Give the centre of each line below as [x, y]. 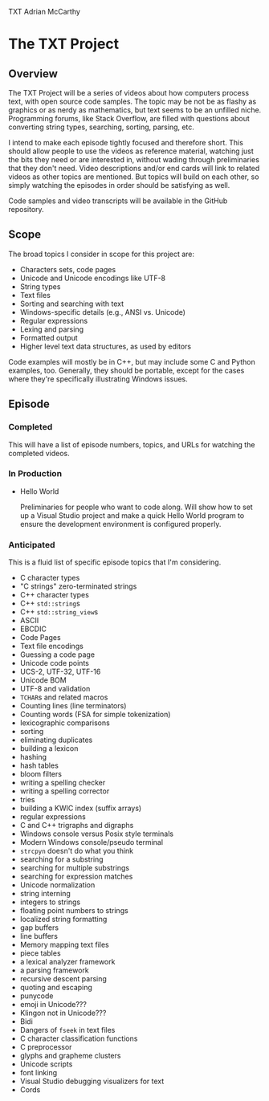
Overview [33, 73]
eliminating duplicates [56, 740]
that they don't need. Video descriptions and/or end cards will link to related [134, 168]
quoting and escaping [56, 988]
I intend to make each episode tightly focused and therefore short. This [126, 143]
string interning [45, 894]
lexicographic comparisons [65, 723]
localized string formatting [63, 920]
